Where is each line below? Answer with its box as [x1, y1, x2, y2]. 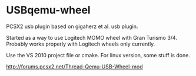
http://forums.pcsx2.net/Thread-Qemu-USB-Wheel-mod [6, 63, 143, 70]
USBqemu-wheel [6, 4, 91, 17]
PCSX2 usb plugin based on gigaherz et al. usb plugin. [6, 23, 138, 30]
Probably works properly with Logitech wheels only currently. [6, 40, 155, 47]
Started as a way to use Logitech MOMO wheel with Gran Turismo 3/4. [6, 34, 178, 41]
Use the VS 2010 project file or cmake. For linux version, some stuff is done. [6, 51, 190, 58]
